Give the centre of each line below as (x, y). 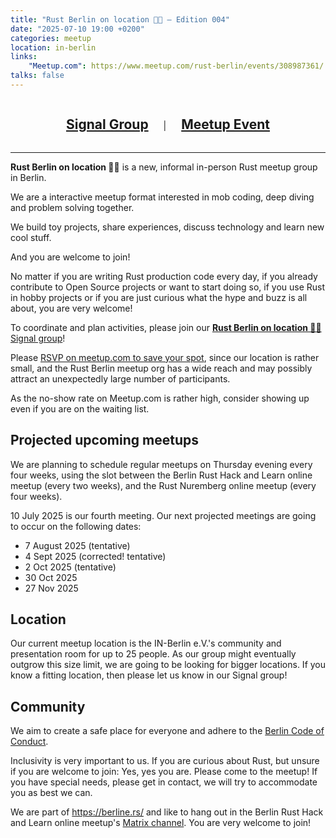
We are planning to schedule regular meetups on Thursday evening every (161, 464)
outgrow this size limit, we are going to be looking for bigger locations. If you (168, 665)
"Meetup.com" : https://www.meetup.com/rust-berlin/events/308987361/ (176, 66)
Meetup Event (225, 124)
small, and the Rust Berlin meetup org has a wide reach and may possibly (161, 368)
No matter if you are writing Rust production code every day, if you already (164, 276)
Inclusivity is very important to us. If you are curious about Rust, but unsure (165, 761)
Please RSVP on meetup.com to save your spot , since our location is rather (165, 357)
